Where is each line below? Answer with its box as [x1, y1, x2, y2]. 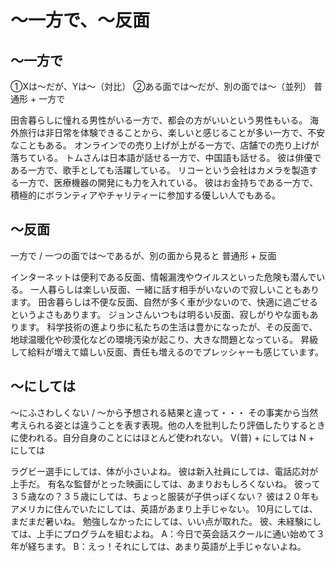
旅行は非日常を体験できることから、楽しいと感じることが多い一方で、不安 [18, 127, 326, 138]
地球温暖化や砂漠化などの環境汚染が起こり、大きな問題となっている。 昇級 [10, 333, 319, 345]
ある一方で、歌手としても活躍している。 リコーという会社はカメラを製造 [10, 164, 310, 176]
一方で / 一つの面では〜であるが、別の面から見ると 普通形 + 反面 [10, 249, 277, 261]
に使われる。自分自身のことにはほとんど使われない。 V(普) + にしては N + [10, 431, 315, 443]
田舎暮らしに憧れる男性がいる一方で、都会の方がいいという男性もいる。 [10, 114, 308, 126]
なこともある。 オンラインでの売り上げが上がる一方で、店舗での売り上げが [10, 139, 320, 151]
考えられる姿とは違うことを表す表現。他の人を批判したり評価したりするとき [10, 419, 326, 431]
